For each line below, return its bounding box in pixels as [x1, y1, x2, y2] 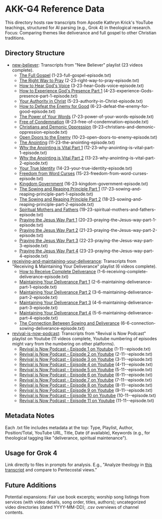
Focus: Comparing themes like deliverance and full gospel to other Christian [5, 30, 157, 35]
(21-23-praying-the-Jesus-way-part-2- [79, 227, 158, 233]
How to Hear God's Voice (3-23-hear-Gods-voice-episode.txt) [19, 83, 144, 88]
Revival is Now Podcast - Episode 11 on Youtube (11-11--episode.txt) [19, 398, 154, 403]
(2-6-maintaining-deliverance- [91, 278, 152, 285]
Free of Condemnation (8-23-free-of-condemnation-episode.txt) [19, 119, 149, 124]
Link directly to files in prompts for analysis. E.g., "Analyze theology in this [5, 462, 152, 467]
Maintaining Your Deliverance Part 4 [19, 310, 91, 315]
